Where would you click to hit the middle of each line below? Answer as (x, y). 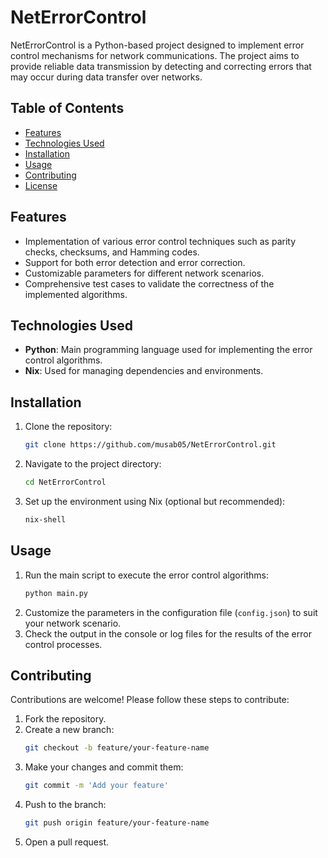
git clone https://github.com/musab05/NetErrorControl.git (150, 445)
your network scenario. (73, 623)
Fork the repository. (65, 719)
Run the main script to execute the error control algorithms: (147, 575)
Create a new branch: (69, 730)
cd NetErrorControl (65, 482)
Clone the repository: (68, 427)
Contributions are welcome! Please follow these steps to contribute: (150, 700)
